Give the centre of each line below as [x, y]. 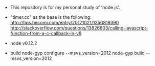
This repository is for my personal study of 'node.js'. [65, 7]
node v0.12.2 [24, 43]
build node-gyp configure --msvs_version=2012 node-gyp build [77, 53]
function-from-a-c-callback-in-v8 [46, 33]
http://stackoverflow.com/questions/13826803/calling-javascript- [79, 28]
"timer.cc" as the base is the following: [51, 17]
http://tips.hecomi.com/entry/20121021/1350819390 [64, 23]
